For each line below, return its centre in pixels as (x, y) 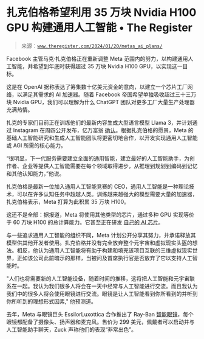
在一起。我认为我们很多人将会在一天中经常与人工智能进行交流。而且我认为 (104, 286)
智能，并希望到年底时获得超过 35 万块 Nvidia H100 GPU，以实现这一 (97, 66)
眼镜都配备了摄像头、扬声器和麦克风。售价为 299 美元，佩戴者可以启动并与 (100, 322)
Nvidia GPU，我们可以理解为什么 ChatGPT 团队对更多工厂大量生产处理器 (104, 102)
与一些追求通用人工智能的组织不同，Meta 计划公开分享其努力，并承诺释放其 (101, 235)
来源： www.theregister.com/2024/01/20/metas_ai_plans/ (92, 46)
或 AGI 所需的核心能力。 (36, 145)
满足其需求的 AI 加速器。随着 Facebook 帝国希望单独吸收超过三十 (104, 94)
